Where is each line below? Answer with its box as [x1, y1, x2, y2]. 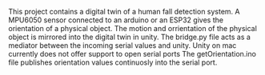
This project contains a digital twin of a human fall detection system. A [8, 7, 240, 16]
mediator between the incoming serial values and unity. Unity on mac [8, 41, 237, 50]
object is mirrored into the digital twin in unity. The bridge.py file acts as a [8, 32, 251, 41]
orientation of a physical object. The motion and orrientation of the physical [8, 24, 258, 33]
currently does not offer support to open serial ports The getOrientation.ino [8, 49, 256, 58]
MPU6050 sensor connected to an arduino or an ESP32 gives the [8, 15, 224, 25]
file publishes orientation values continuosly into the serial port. [8, 57, 218, 67]
